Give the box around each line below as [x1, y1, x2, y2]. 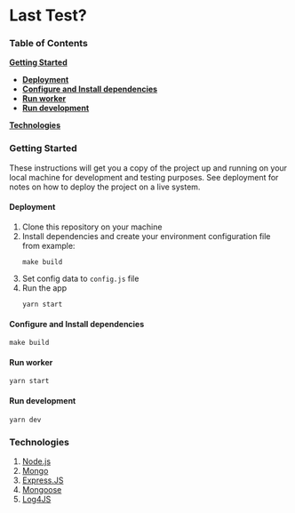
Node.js [21, 455, 52, 467]
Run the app [21, 282, 68, 293]
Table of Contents [9, 37, 89, 50]
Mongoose [21, 484, 62, 494]
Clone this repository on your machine [21, 221, 163, 232]
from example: [21, 240, 76, 251]
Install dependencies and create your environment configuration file [21, 230, 271, 241]
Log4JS [21, 493, 52, 504]
